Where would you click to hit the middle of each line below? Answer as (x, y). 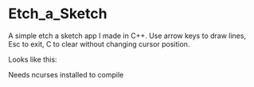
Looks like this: (33, 59)
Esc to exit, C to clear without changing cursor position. (99, 43)
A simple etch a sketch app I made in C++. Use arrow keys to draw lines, (127, 36)
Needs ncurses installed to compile (66, 74)
